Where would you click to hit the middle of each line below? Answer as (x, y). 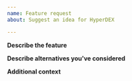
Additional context (34, 71)
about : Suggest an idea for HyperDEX (61, 20)
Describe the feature (37, 45)
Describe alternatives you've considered (66, 58)
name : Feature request (39, 13)
